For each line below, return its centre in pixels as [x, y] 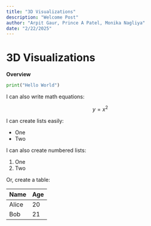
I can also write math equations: [45, 97]
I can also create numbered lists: [46, 150]
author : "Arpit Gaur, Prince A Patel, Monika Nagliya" [76, 23]
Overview [19, 75]
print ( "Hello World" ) [33, 85]
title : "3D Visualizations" [41, 12]
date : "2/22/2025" [29, 28]
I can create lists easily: [35, 120]
